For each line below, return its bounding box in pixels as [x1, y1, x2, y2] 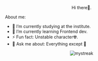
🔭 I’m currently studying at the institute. [12, 24, 91, 29]
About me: [5, 14, 26, 20]
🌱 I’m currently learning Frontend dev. [12, 29, 88, 34]
